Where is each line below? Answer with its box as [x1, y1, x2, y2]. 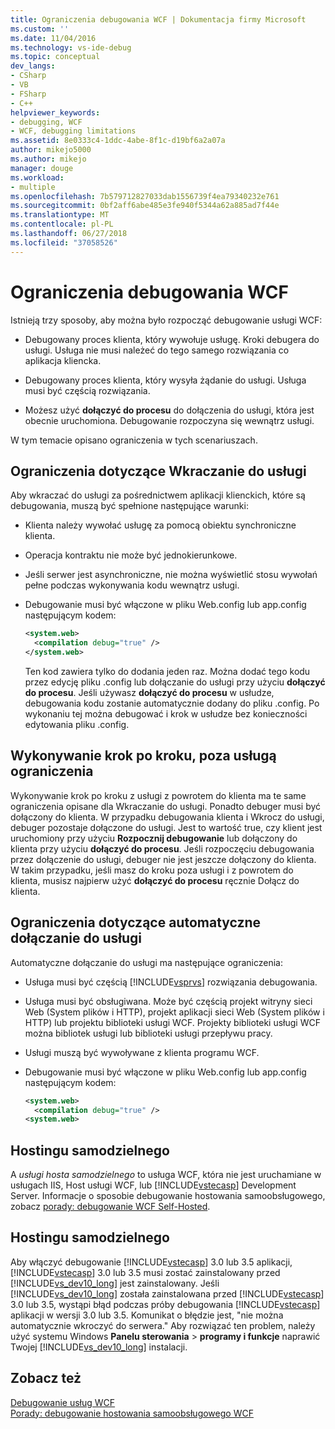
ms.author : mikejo [10, 154, 87, 164]
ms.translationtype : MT [10, 210, 110, 220]
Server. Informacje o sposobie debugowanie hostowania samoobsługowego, [10, 1190, 326, 1202]
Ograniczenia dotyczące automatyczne [10, 914, 262, 931]
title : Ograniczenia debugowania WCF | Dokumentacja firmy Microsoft [10, 14, 307, 25]
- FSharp [10, 89, 47, 99]
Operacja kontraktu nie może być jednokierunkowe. [24, 549, 238, 561]
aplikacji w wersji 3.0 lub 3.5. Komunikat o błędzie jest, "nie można [10, 1309, 284, 1321]
